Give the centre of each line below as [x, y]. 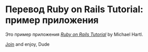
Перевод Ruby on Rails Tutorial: [74, 9]
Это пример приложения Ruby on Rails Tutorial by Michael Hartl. [74, 34]
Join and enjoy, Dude [27, 44]
